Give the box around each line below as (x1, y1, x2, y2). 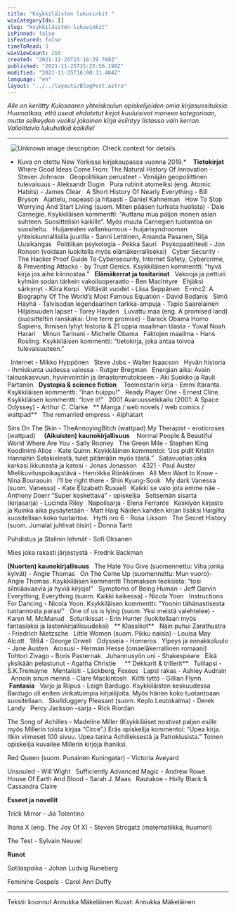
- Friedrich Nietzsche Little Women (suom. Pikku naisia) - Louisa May (7, 629, 211, 638)
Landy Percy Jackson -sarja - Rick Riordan (7, 704, 135, 712)
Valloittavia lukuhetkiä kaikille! (7, 124, 95, 132)
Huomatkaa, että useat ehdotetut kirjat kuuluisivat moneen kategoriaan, (7, 109, 216, 117)
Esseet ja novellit (7, 796, 58, 804)
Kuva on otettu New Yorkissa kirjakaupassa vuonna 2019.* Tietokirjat (17, 158, 225, 166)
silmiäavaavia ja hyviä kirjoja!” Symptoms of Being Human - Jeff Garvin (7, 584, 216, 593)
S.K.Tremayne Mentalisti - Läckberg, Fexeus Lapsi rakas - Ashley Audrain (7, 667, 227, 675)
